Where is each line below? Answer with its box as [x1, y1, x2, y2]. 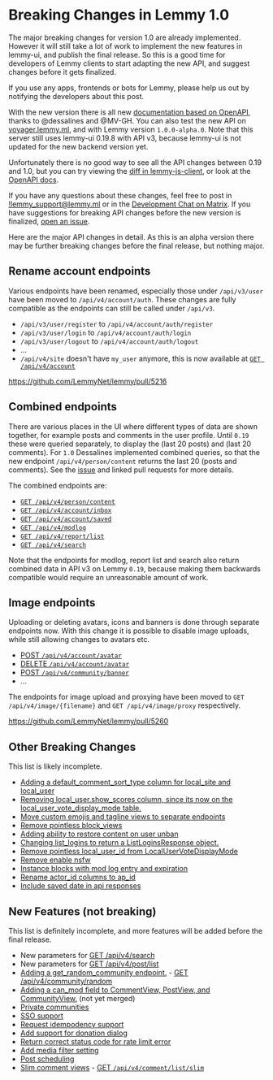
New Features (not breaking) [8, 904, 157, 918]
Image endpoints [8, 596, 96, 609]
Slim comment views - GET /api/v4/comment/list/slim [19, 1063, 205, 1072]
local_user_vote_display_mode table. [19, 803, 142, 813]
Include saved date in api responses [19, 881, 141, 891]
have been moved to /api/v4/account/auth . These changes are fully [8, 294, 236, 304]
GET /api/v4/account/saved [19, 514, 112, 523]
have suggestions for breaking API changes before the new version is [8, 207, 241, 217]
